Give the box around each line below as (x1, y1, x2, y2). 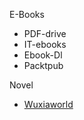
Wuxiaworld (23, 99, 74, 110)
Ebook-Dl (23, 49, 63, 61)
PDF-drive (23, 28, 67, 39)
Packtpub (23, 60, 64, 71)
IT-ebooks (23, 39, 67, 50)
